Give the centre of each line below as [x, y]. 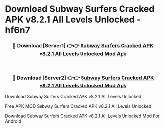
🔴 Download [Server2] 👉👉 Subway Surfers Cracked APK [83, 78]
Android [13, 121]
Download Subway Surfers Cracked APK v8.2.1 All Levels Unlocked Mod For [82, 116]
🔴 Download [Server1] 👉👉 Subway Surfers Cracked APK [83, 46]
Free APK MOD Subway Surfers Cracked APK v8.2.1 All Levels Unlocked [78, 106]
